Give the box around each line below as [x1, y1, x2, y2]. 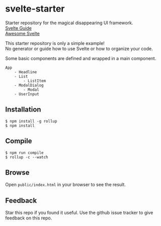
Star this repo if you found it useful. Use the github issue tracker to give [5, 210, 153, 216]
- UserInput [14, 91, 39, 96]
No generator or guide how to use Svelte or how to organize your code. [5, 45, 153, 51]
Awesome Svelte [5, 30, 40, 36]
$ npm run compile [5, 150, 44, 155]
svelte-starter [5, 3, 65, 15]
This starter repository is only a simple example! [5, 40, 105, 46]
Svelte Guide [5, 25, 32, 31]
